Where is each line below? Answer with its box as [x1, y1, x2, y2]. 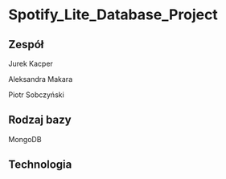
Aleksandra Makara [8, 75, 73, 83]
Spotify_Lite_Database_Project [8, 6, 219, 24]
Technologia [8, 158, 72, 172]
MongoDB [8, 134, 42, 144]
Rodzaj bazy [8, 113, 72, 127]
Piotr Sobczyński [8, 90, 64, 100]
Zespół [8, 38, 44, 51]
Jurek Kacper [8, 59, 54, 68]
